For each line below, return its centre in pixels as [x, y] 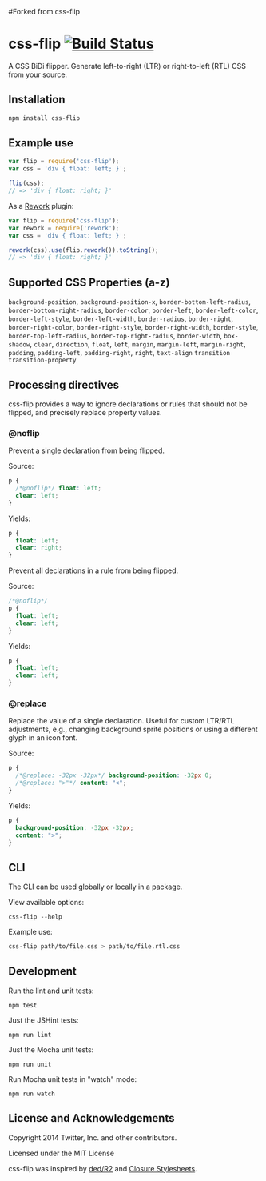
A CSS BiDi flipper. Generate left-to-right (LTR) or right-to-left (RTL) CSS [127, 66]
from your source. [38, 74]
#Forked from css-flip [44, 12]
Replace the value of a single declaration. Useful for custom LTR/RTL [121, 721]
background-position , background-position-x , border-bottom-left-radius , [130, 302]
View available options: [46, 903]
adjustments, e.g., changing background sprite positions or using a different [133, 729]
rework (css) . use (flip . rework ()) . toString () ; [83, 250]
